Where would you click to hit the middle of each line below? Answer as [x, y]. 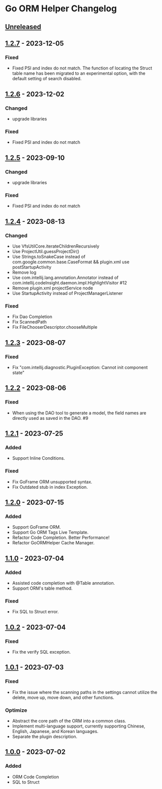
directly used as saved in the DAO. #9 [50, 418]
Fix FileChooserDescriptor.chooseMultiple [55, 327]
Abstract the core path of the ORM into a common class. [69, 721]
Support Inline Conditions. [39, 458]
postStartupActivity [32, 267]
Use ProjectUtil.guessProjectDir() [46, 251]
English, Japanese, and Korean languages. [55, 731]
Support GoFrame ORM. [37, 527]
